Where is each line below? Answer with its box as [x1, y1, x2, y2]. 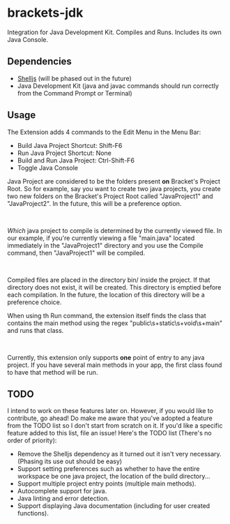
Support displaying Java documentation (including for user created [17, 502, 210, 510]
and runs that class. [7, 326, 64, 334]
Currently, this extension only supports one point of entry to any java [7, 353, 205, 361]
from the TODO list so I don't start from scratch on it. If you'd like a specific [7, 421, 223, 430]
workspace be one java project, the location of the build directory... [17, 472, 210, 481]
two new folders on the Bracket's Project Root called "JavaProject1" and [7, 192, 214, 200]
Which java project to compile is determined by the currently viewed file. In [7, 226, 222, 234]
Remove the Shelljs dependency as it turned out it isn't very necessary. [17, 450, 222, 458]
